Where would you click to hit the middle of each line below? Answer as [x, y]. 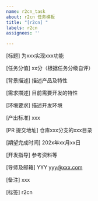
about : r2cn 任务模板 [31, 17]
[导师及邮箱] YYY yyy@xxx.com [44, 168]
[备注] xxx [18, 180]
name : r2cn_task [26, 11]
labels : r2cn [22, 28]
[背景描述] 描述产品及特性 [37, 81]
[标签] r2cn [20, 192]
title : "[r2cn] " [27, 22]
